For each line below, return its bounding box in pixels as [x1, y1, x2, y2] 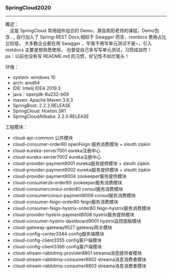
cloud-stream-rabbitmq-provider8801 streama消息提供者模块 [12, 250, 142, 256]
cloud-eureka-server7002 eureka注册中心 [12, 154, 101, 160]
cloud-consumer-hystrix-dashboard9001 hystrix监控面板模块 [12, 218, 142, 224]
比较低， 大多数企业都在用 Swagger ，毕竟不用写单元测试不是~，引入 [5, 40, 152, 47]
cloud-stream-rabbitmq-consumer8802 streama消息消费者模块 [12, 257, 147, 263]
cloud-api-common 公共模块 [12, 135, 73, 141]
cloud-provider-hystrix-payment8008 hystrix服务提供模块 [12, 212, 135, 218]
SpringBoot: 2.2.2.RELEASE [12, 102, 71, 109]
